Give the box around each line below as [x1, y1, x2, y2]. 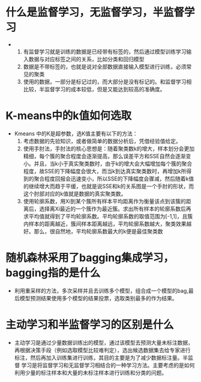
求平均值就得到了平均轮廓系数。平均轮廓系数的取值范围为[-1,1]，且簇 [23, 212, 193, 220]
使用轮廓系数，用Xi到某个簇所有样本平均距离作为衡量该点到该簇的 [23, 197, 187, 205]
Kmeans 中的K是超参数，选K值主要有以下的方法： [14, 130, 139, 137]
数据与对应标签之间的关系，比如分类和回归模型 [28, 55, 145, 63]
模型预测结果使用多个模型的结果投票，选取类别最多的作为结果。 [19, 294, 178, 301]
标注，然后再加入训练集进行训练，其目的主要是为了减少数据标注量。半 [14, 354, 188, 361]
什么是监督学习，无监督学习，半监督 [5, 5, 185, 19]
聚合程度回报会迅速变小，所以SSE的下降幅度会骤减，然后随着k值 [34, 175, 194, 182]
